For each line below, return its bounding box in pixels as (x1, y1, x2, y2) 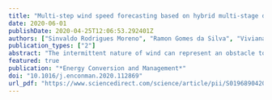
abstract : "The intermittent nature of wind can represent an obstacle (8, 49, 255, 57)
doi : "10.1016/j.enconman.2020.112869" (8, 72, 143, 80)
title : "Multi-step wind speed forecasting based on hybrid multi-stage (8, 11, 259, 20)
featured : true (8, 57, 60, 65)
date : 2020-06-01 (8, 19, 67, 27)
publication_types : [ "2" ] (8, 42, 96, 50)
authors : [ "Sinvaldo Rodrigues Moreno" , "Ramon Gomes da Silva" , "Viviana (8, 34, 266, 43)
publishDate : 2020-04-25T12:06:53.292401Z (8, 27, 154, 35)
